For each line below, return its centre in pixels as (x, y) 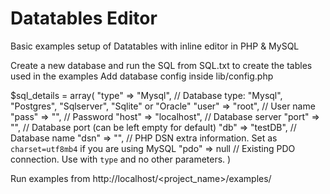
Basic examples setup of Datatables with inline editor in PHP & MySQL (155, 46)
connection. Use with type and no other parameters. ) (121, 159)
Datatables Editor (84, 18)
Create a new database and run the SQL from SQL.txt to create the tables (161, 65)
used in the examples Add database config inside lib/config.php (142, 76)
